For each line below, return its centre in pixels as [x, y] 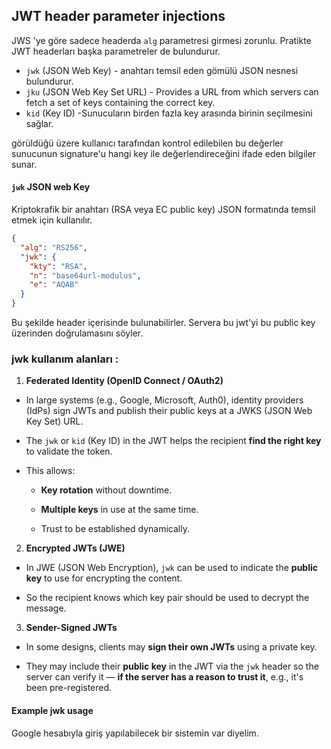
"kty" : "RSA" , [58, 266]
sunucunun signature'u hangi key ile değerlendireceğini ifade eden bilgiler [164, 153]
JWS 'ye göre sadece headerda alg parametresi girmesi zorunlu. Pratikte [161, 40]
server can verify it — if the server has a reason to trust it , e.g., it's [164, 677]
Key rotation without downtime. [106, 490]
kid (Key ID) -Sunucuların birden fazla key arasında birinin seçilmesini [169, 113]
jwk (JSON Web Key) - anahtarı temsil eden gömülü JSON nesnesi [162, 70]
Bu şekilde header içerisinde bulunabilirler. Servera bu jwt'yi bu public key [163, 323]
